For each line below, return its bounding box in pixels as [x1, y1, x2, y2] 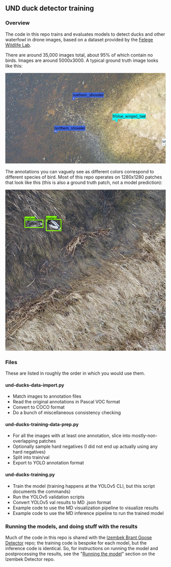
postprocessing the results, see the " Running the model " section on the [5, 551, 155, 557]
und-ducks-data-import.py [5, 382, 65, 388]
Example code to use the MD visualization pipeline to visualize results [12, 505, 159, 511]
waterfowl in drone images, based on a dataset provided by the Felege [5, 36, 154, 42]
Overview [5, 19, 30, 27]
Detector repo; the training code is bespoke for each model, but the [5, 539, 147, 546]
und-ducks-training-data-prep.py [5, 421, 79, 427]
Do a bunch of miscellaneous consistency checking [12, 410, 121, 416]
